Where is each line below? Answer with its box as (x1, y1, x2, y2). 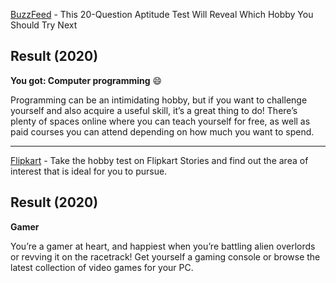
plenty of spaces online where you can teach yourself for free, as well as (10, 115, 311, 127)
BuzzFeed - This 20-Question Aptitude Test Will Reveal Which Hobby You (10, 9, 314, 20)
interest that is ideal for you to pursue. (10, 165, 168, 177)
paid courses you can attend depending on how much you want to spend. (10, 125, 315, 138)
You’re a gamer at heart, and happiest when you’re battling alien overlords (10, 240, 316, 252)
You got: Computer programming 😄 (10, 74, 163, 86)
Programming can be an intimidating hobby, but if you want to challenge (10, 94, 308, 106)
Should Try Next (10, 19, 78, 31)
